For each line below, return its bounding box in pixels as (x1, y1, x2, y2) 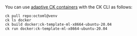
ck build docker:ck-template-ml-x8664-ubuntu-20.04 (5, 22, 112, 27)
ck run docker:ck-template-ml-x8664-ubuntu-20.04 (5, 26, 108, 31)
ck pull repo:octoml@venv (5, 14, 57, 18)
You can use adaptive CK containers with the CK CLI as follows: (5, 4, 133, 10)
